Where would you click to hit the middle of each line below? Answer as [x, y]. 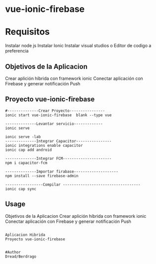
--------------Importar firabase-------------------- [62, 171]
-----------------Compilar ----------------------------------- [73, 185]
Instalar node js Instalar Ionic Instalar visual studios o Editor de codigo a [78, 46]
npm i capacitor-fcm [26, 163]
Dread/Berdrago [21, 257]
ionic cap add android [28, 150]
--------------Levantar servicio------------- [54, 124]
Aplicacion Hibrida [25, 235]
